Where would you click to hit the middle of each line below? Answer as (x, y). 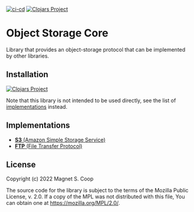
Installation (27, 75)
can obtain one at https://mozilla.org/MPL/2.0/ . (63, 203)
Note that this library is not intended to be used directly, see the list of (91, 100)
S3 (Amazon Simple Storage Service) (60, 140)
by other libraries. (28, 56)
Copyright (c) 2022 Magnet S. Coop (50, 179)
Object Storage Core (57, 33)
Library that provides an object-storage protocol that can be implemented (96, 49)
